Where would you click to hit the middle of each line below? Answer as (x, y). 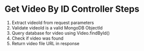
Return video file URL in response (45, 43)
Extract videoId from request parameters (53, 23)
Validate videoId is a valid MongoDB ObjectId (57, 27)
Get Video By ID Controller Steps (72, 9)
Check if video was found (37, 38)
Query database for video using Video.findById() (61, 33)
